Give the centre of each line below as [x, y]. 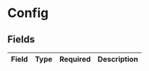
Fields [21, 39]
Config [28, 13]
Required [75, 59]
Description [118, 59]
